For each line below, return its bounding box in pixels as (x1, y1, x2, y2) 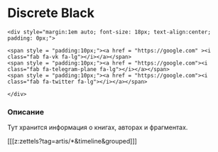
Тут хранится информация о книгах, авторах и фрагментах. (7, 123, 188, 132)
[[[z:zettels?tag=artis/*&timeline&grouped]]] (7, 137, 137, 146)
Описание (7, 107, 45, 116)
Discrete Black (7, 5, 94, 21)
